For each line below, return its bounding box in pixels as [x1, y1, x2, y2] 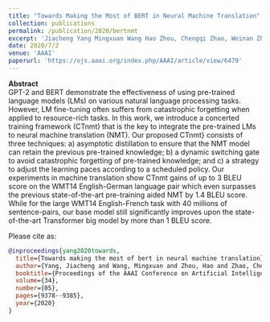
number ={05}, [15, 284, 59, 292]
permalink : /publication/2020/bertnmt [8, 27, 138, 35]
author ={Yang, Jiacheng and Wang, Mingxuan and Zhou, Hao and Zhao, [15, 262, 250, 270]
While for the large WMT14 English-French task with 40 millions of [8, 198, 227, 208]
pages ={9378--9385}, [15, 291, 84, 300]
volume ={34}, [15, 277, 59, 285]
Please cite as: [8, 231, 57, 241]
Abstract [8, 78, 39, 89]
